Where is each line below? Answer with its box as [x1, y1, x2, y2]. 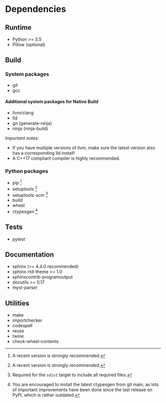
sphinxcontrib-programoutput [12, 274, 73, 280]
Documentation [5, 250, 54, 259]
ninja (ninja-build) [12, 125, 48, 131]
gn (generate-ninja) [12, 120, 52, 126]
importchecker [12, 317, 42, 323]
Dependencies [5, 3, 66, 15]
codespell [12, 323, 33, 329]
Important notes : [5, 135, 39, 141]
